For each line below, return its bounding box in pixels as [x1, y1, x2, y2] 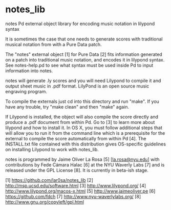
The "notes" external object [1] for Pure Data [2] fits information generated [5, 51, 162, 57]
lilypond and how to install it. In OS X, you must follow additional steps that [5, 124, 162, 131]
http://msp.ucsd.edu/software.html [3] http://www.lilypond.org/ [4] [5, 182, 146, 188]
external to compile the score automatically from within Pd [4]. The [5, 135, 147, 141]
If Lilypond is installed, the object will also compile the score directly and [5, 114, 159, 120]
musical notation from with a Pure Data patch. [5, 41, 102, 47]
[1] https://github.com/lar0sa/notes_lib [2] [5, 177, 94, 183]
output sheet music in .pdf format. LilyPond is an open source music [5, 83, 149, 89]
